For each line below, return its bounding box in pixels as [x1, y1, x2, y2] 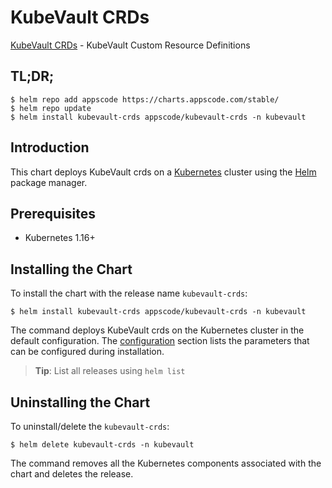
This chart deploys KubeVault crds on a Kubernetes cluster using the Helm [10, 166, 317, 178]
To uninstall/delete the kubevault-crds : [10, 421, 170, 432]
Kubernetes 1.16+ [24, 232, 96, 244]
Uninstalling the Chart [10, 394, 151, 411]
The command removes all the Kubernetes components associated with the [10, 457, 322, 469]
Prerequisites [10, 205, 96, 222]
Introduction [10, 139, 90, 156]
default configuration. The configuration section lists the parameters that [10, 335, 310, 347]
